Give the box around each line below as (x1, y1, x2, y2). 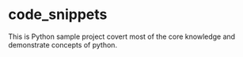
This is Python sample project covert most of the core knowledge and (8, 32, 236, 41)
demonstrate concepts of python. (8, 40, 117, 49)
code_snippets (8, 6, 108, 24)
